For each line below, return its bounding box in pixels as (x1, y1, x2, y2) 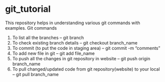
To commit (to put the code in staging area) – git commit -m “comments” (12, 45, 161, 51)
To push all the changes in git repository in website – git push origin (12, 55, 150, 61)
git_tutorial (5, 3, 51, 15)
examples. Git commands (5, 25, 57, 31)
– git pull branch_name (12, 71, 59, 77)
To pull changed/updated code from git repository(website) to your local (12, 66, 160, 72)
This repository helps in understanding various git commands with (5, 20, 140, 26)
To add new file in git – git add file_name (12, 50, 95, 56)
